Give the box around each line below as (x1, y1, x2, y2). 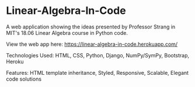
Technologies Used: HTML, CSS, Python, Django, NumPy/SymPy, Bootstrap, (6, 52, 190, 59)
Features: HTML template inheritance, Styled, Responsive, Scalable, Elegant (6, 69, 189, 76)
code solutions (6, 75, 42, 82)
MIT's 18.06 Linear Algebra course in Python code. (6, 29, 128, 36)
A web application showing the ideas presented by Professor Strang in (6, 23, 176, 30)
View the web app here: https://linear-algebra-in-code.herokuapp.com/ (6, 41, 178, 48)
